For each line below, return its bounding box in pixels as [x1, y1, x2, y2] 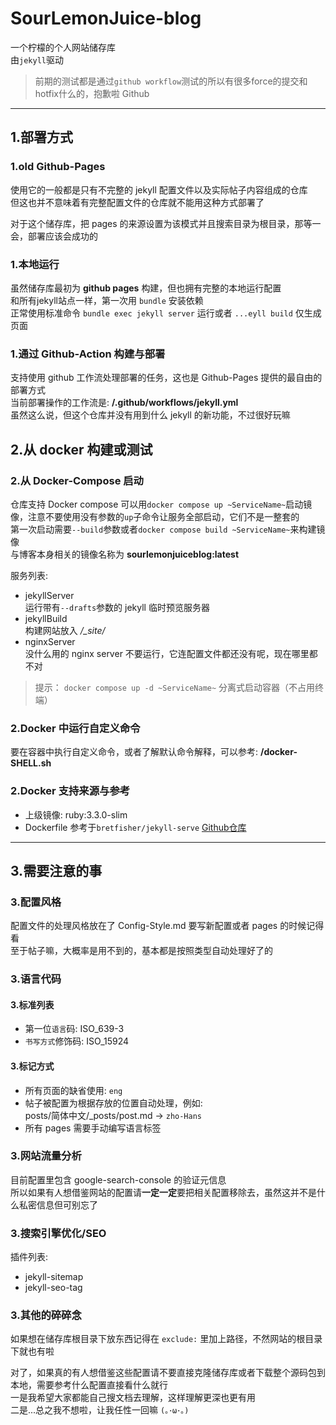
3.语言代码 [10, 972, 62, 986]
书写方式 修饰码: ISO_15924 [24, 1035, 130, 1047]
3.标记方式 [10, 1060, 55, 1072]
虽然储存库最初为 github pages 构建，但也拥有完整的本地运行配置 [10, 282, 282, 294]
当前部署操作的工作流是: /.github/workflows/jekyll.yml [10, 397, 239, 409]
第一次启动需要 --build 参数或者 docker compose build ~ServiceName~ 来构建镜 [10, 523, 326, 535]
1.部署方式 [10, 129, 74, 146]
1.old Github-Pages [10, 160, 106, 174]
